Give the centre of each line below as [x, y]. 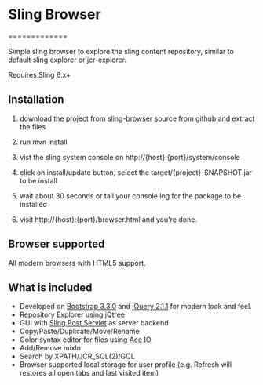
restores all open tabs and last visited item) [89, 373]
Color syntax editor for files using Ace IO [85, 340]
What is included [50, 287]
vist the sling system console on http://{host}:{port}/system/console [130, 157]
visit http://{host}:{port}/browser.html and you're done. [108, 219]
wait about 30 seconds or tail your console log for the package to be [130, 196]
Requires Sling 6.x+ [40, 74]
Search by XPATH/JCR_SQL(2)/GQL [77, 356]
